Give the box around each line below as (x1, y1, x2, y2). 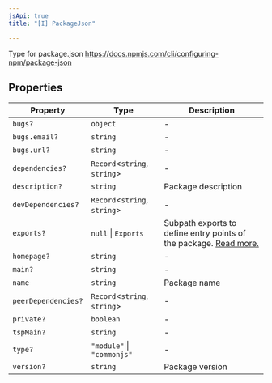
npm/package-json (8, 57, 72, 67)
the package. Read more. (164, 238, 259, 249)
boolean (91, 315, 121, 324)
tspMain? (12, 328, 46, 337)
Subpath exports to (164, 218, 237, 229)
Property (30, 104, 66, 116)
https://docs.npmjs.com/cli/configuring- (84, 49, 219, 58)
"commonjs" (91, 350, 133, 360)
